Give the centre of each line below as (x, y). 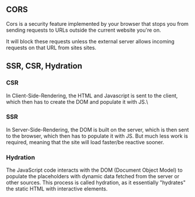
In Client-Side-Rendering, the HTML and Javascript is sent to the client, (92, 96)
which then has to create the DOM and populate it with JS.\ (77, 101)
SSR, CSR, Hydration (44, 66)
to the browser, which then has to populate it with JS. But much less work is (97, 136)
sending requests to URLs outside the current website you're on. (84, 30)
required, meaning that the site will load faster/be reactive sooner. (85, 142)
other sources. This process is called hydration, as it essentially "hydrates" (96, 183)
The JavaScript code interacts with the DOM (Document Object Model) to (94, 170)
